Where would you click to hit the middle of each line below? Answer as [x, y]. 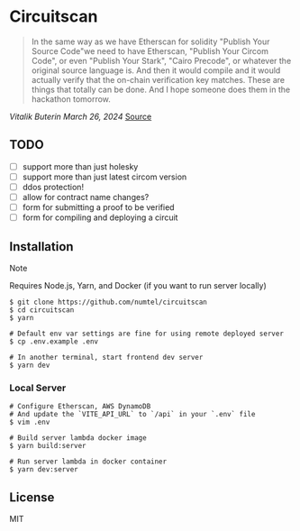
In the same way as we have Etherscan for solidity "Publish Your [150, 41]
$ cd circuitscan [42, 310]
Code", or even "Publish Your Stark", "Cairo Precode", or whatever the [161, 60]
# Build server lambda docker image [78, 438]
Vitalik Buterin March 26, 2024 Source [81, 116]
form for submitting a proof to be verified [98, 207]
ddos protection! [53, 187]
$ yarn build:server [48, 446]
